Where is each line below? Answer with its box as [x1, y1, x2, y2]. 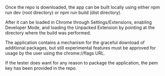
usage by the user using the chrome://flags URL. [5, 50, 105, 56]
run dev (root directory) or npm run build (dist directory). [5, 9, 121, 15]
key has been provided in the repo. [5, 65, 77, 71]
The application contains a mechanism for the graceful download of [5, 39, 145, 45]
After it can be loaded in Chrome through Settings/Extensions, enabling [5, 19, 152, 25]
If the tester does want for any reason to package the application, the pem [5, 60, 158, 65]
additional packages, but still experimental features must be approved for [5, 45, 156, 50]
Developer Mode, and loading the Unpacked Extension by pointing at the [5, 24, 155, 30]
